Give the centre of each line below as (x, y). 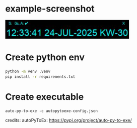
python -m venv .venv (28, 71)
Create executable (45, 97)
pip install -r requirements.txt (40, 77)
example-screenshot (50, 9)
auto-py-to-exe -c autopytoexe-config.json (52, 111)
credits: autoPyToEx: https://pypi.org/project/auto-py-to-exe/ (68, 120)
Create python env (45, 57)
